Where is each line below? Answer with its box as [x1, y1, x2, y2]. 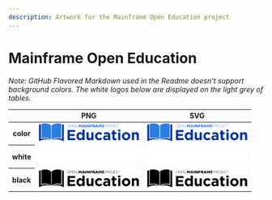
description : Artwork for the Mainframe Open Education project [8, 13, 230, 21]
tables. [8, 93, 32, 103]
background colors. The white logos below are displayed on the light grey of [8, 84, 264, 94]
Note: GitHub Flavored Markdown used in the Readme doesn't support [8, 75, 244, 85]
